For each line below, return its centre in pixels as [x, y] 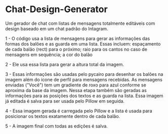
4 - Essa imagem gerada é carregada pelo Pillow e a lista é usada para [79, 111]
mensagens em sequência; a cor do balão [49, 55]
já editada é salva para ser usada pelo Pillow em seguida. [65, 101]
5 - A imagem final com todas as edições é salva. [56, 126]
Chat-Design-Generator [56, 9]
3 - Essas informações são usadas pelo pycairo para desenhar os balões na [84, 74]
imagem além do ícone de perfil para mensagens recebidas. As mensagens [84, 79]
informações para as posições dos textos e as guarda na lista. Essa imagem [84, 96]
